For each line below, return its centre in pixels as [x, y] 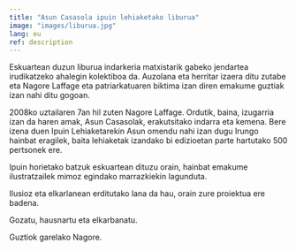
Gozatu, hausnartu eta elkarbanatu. [74, 220]
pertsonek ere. [36, 150]
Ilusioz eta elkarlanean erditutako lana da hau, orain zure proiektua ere [137, 194]
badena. [24, 203]
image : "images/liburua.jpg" [63, 26]
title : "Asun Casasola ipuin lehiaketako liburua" [104, 17]
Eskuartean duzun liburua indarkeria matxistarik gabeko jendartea [129, 67]
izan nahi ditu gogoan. [49, 95]
